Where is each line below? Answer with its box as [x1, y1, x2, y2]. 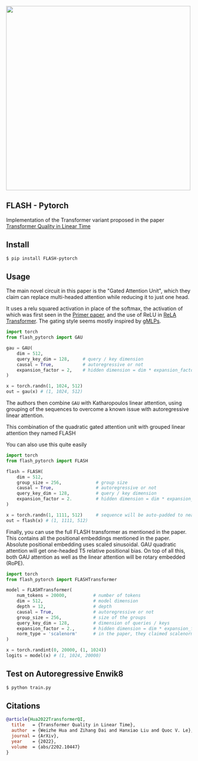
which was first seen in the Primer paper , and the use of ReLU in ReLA [6, 311, 177, 319]
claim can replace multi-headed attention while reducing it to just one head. [6, 294, 190, 301]
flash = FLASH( [6, 468, 44, 474]
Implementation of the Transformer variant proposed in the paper [6, 216, 165, 224]
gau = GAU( [6, 345, 33, 351]
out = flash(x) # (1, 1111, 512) [6, 517, 88, 523]
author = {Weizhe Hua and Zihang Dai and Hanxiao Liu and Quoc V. [11, 727, 181, 734]
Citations [6, 701, 41, 711]
